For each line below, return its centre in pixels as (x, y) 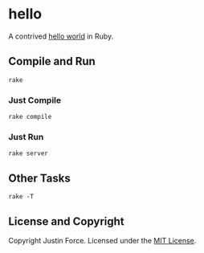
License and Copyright (66, 221)
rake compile (30, 117)
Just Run (26, 137)
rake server (28, 153)
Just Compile (35, 100)
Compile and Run (52, 61)
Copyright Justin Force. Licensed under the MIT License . (102, 240)
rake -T (21, 197)
